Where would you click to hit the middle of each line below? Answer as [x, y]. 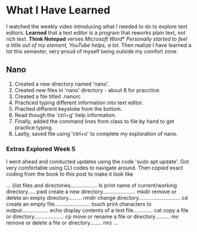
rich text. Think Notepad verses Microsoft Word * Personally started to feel [97, 39]
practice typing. [34, 127]
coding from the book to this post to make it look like [70, 174]
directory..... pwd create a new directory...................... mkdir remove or [91, 192]
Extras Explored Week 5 [41, 149]
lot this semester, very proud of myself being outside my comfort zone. [92, 51]
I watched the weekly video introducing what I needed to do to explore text [97, 26]
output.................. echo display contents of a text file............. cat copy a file [97, 210]
